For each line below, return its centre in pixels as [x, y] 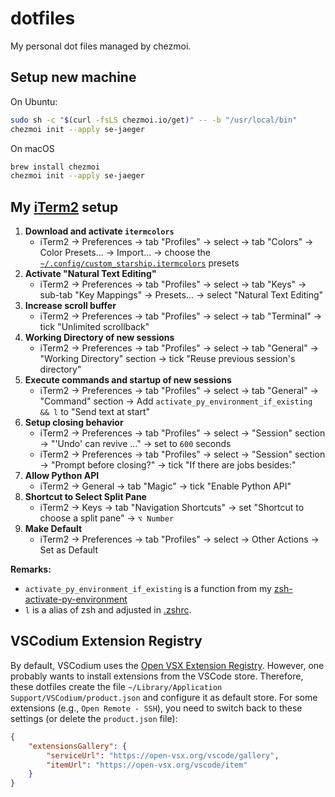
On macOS [32, 148]
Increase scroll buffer [70, 306]
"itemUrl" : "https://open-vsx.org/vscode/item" [147, 765]
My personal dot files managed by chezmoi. [101, 46]
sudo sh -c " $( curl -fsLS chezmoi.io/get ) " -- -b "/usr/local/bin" [154, 120]
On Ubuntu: [34, 101]
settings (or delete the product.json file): [94, 718]
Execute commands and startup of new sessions [128, 380]
